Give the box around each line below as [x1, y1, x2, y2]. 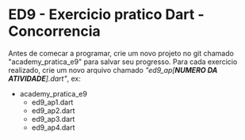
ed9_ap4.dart [31, 123, 75, 132]
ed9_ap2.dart [31, 105, 75, 115]
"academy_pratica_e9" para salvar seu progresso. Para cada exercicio [8, 57, 238, 66]
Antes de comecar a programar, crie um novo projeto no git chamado [8, 48, 234, 58]
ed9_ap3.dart [31, 114, 75, 123]
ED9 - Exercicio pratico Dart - [8, 6, 205, 24]
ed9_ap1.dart [31, 97, 74, 107]
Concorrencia [8, 22, 101, 40]
